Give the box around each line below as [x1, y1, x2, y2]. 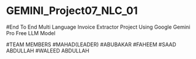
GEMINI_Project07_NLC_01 [6, 4, 138, 18]
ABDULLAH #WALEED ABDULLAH [6, 47, 90, 54]
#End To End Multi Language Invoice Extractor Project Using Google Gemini [6, 23, 191, 30]
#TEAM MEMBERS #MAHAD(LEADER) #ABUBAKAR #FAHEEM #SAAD [6, 41, 177, 48]
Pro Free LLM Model [6, 29, 56, 36]
